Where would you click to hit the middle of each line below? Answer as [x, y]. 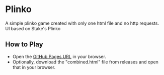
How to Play [24, 45]
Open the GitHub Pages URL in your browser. [59, 56]
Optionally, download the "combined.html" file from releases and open [85, 62]
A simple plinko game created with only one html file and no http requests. [82, 23]
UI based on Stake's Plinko [33, 28]
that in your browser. [34, 67]
